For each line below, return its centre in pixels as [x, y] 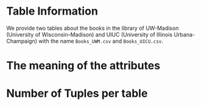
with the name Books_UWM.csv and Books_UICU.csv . [101, 41]
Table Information [52, 11]
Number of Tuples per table [77, 94]
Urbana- [184, 34]
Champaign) [22, 41]
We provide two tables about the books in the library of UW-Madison [93, 28]
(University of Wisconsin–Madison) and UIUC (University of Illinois [89, 34]
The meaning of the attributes [83, 66]
